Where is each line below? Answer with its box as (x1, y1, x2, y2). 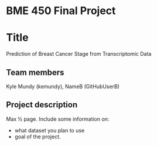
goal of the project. (14, 133, 61, 140)
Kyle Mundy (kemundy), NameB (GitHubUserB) (6, 83, 120, 90)
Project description (6, 100, 78, 110)
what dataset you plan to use (14, 127, 85, 134)
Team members (6, 67, 64, 77)
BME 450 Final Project (6, 4, 116, 18)
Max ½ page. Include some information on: (6, 116, 110, 123)
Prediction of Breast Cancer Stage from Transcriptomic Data (6, 50, 152, 57)
